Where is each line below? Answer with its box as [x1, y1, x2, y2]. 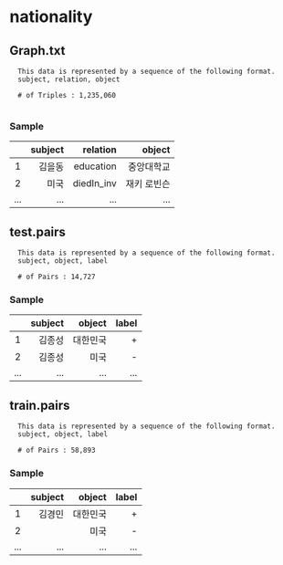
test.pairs [9, 224, 67, 239]
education [73, 160, 117, 173]
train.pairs [9, 397, 70, 413]
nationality [9, 6, 93, 27]
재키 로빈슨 [125, 178, 171, 191]
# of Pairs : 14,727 [17, 272, 96, 282]
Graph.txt [9, 43, 66, 58]
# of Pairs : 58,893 [17, 445, 96, 455]
